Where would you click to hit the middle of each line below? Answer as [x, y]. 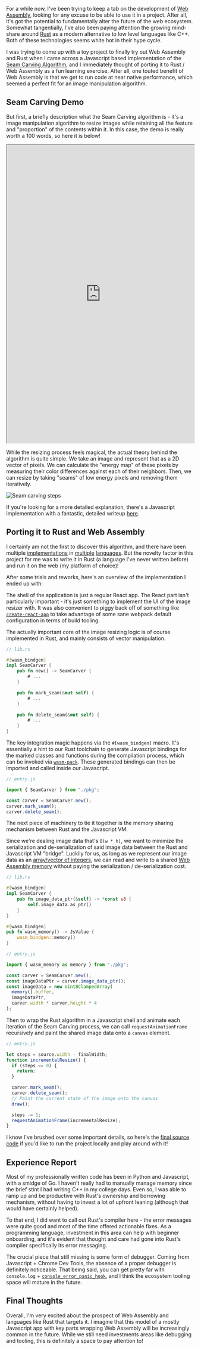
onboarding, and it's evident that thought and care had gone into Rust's [94, 1239]
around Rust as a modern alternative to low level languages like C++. [106, 34]
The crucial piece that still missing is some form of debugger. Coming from [98, 1257]
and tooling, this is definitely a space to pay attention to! [75, 1340]
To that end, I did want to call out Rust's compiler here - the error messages [99, 1220]
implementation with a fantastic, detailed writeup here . [73, 513]
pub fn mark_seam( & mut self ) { [56, 693]
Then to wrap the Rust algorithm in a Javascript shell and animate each [93, 1020]
